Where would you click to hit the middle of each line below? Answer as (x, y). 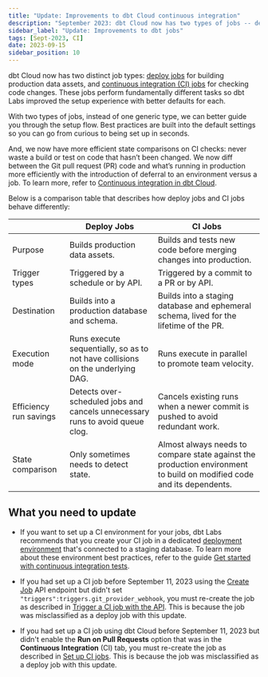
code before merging (197, 250)
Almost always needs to (203, 444)
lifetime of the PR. (191, 326)
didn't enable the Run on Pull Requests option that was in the (120, 639)
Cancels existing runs (199, 396)
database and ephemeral (205, 306)
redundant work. (189, 426)
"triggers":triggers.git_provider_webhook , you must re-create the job (137, 598)
